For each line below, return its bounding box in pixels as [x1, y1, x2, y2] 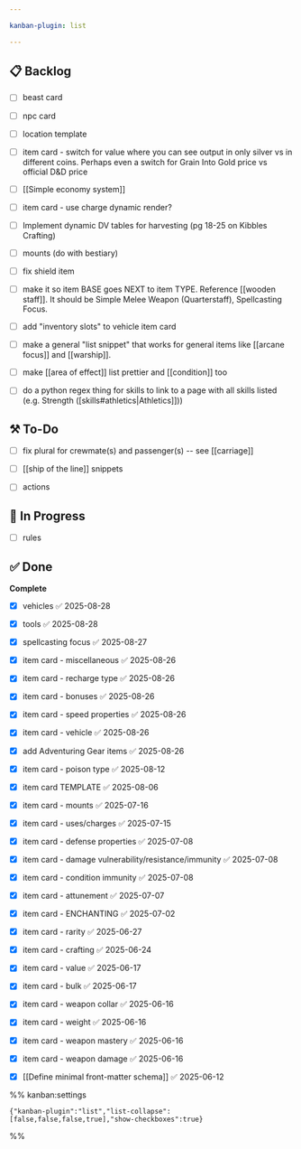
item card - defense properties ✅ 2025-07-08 [22, 836, 194, 846]
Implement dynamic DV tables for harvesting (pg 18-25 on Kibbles [22, 220, 268, 230]
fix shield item [22, 266, 75, 276]
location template [22, 128, 87, 139]
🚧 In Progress [9, 508, 86, 524]
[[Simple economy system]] [22, 183, 126, 194]
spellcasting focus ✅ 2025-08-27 [22, 637, 147, 648]
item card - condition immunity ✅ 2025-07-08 [22, 872, 194, 883]
